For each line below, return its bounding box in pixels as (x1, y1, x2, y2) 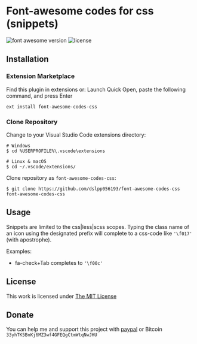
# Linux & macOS (6, 158, 47, 164)
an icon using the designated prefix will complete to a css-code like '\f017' (6, 230, 193, 237)
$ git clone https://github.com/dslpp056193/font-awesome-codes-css (6, 186, 180, 192)
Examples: (6, 248, 32, 255)
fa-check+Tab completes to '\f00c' (14, 259, 103, 266)
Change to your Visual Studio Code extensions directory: (6, 131, 146, 138)
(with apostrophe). (6, 236, 52, 243)
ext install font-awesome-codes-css (6, 104, 97, 110)
